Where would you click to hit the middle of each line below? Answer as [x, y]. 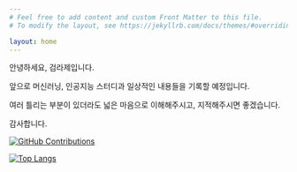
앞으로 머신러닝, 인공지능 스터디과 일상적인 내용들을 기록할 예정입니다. [129, 86]
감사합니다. [28, 123]
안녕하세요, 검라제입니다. [52, 68]
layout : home [33, 41]
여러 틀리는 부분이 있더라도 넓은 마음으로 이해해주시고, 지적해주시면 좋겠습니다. [145, 105]
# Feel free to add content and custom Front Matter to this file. [136, 17]
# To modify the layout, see [63, 26]
